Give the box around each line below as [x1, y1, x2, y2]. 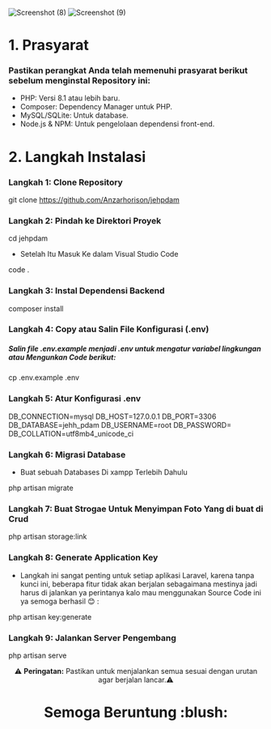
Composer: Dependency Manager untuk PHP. [19, 102, 172, 112]
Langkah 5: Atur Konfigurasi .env [8, 393, 142, 404]
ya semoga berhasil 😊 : [19, 596, 100, 606]
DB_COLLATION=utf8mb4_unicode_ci [8, 428, 134, 438]
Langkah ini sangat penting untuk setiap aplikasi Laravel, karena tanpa [19, 570, 255, 580]
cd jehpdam [8, 233, 49, 243]
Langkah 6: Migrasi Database [8, 449, 126, 460]
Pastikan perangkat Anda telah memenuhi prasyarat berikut [8, 65, 248, 76]
